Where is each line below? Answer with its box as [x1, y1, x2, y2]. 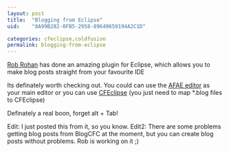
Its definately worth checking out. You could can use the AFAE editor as [7, 81, 210, 89]
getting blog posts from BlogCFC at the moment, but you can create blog [7, 130, 214, 138]
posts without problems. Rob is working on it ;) [7, 137, 140, 145]
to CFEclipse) [7, 96, 45, 104]
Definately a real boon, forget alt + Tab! [7, 109, 118, 118]
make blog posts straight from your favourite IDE [7, 68, 145, 76]
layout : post [7, 10, 45, 17]
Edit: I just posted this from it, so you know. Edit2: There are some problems [7, 122, 221, 131]
